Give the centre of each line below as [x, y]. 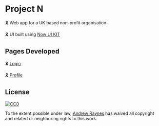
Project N [24, 9]
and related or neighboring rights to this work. [51, 118]
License [17, 92]
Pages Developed [32, 51]
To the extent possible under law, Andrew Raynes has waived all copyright [80, 113]
